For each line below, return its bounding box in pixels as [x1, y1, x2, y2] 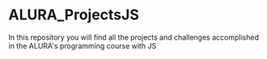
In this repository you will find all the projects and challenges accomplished [8, 32, 259, 42]
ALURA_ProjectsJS [8, 6, 140, 24]
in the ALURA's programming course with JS [8, 40, 157, 50]
